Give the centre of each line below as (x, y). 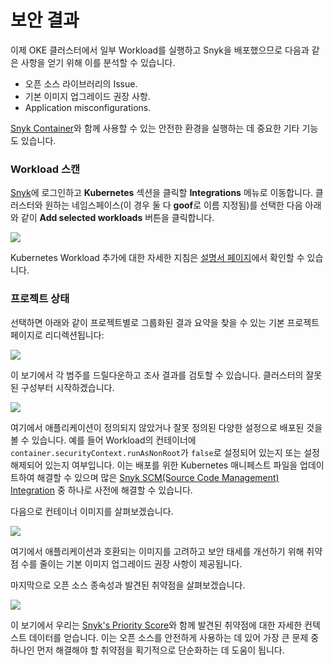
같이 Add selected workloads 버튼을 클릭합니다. (117, 218)
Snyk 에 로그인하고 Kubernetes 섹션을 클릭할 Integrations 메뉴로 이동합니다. (161, 193)
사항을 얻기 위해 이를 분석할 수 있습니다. (98, 62)
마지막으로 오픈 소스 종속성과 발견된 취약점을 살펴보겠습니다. (128, 585)
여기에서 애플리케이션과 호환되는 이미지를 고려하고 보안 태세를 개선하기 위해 (157, 551)
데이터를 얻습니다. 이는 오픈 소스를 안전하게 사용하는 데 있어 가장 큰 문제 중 (174, 637)
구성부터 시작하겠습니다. (67, 387)
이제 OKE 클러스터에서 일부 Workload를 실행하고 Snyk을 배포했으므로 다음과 (160, 50)
